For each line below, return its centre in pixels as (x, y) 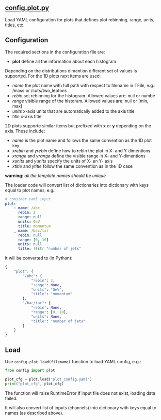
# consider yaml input (28, 199)
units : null (30, 244)
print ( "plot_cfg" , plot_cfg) (34, 384)
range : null (30, 217)
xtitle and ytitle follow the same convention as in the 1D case (72, 166)
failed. (11, 398)
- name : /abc (27, 208)
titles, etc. (15, 25)
